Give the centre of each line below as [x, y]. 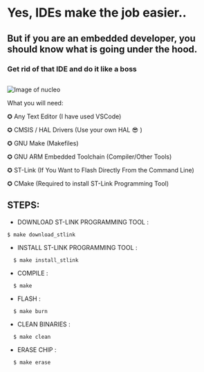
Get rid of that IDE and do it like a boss [72, 69]
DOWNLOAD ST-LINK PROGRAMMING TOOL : [83, 222]
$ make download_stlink [41, 234]
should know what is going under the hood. [102, 49]
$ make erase [32, 362]
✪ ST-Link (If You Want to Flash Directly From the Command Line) [101, 170]
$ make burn [31, 311]
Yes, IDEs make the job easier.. [97, 13]
